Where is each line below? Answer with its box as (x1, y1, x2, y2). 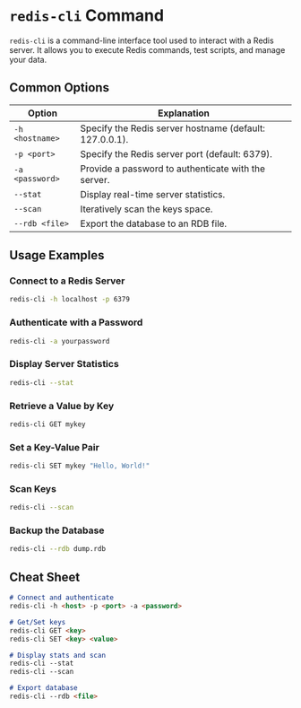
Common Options (9, 80, 110, 95)
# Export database (9, 684, 78, 693)
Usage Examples (9, 248, 105, 263)
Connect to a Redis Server (9, 275, 125, 287)
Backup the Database (9, 524, 105, 537)
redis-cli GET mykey (9, 419, 87, 429)
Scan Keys (9, 482, 56, 494)
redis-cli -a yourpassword (9, 337, 110, 345)
